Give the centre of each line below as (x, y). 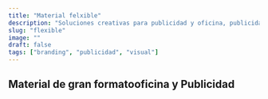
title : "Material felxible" (55, 15)
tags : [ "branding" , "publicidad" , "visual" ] (83, 52)
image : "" (25, 38)
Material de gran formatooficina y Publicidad (122, 84)
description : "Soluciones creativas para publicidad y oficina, (117, 23)
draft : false (30, 45)
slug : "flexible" (37, 30)
